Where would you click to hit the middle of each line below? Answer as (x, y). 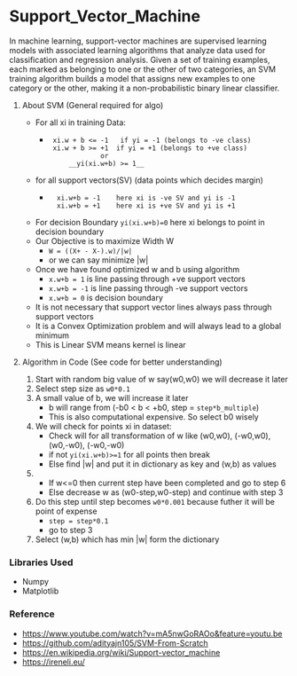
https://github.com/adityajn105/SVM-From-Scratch (115, 643)
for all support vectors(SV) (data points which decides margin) (149, 180)
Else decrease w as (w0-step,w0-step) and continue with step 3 (166, 492)
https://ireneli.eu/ (54, 662)
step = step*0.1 (78, 521)
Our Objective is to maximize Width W (105, 240)
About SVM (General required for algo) (93, 105)
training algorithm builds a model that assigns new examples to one (132, 78)
